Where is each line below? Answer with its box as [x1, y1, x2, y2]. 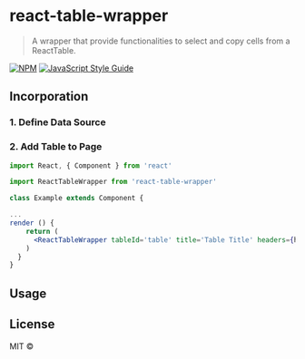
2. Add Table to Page [9, 141, 103, 153]
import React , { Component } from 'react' [9, 160, 172, 170]
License [9, 316, 55, 332]
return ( [25, 227, 59, 236]
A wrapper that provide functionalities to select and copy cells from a [31, 35, 290, 46]
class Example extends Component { [9, 194, 144, 203]
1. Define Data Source [9, 116, 106, 129]
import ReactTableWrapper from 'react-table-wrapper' [9, 178, 218, 187]
